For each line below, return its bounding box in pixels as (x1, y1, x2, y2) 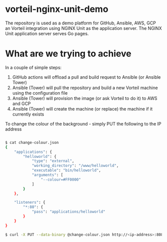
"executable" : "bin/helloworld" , (31, 168, 101, 173)
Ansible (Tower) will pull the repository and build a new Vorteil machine (12, 85, 158, 91)
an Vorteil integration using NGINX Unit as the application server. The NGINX (5, 25, 162, 31)
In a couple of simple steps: (5, 64, 62, 70)
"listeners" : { (14, 200, 46, 205)
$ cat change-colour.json (5, 140, 59, 145)
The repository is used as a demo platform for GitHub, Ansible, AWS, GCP (5, 20, 156, 26)
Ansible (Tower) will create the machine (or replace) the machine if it (12, 106, 153, 112)
